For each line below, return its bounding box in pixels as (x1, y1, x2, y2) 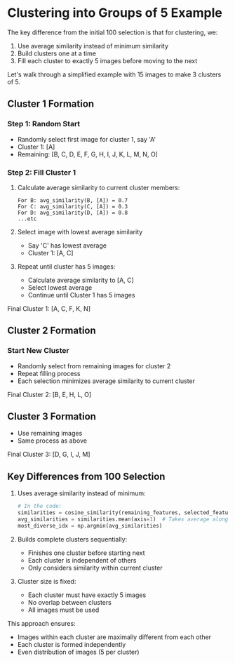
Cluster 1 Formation (7, 98, 95, 110)
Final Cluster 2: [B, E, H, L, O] (7, 390, 92, 399)
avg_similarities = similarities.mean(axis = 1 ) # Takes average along (17, 516, 229, 523)
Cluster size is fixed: (17, 577, 76, 585)
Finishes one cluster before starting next (27, 549, 145, 557)
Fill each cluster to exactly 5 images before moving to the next (17, 56, 198, 65)
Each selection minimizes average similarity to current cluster (17, 377, 195, 385)
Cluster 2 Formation (7, 325, 96, 337)
